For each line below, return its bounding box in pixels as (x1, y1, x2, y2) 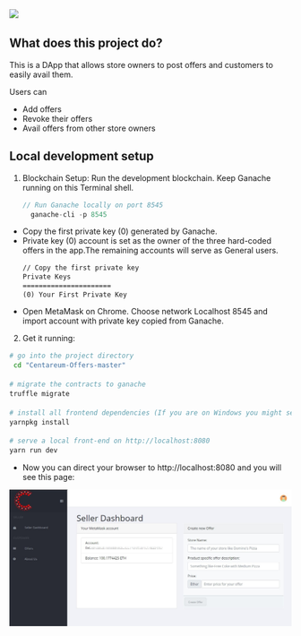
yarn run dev (9, 446, 58, 455)
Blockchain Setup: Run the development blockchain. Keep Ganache (21, 172, 271, 183)
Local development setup (9, 149, 154, 164)
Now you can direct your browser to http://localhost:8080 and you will (21, 462, 282, 473)
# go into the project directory (9, 351, 134, 361)
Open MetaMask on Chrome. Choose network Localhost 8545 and (21, 306, 269, 317)
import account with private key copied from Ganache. (21, 315, 224, 326)
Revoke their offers (21, 113, 93, 124)
